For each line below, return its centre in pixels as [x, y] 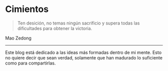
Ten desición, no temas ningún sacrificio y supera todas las [78, 23]
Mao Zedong [18, 38]
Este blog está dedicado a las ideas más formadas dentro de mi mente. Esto [83, 52]
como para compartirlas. [30, 63]
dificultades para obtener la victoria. [55, 28]
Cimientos [27, 9]
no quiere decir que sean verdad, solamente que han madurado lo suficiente [84, 57]
